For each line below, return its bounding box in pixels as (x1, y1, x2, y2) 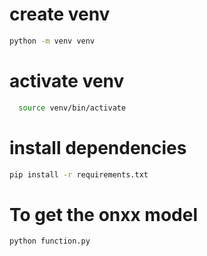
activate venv (9, 70, 125, 92)
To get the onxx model (9, 203, 198, 226)
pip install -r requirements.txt (9, 169, 149, 180)
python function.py (9, 236, 91, 247)
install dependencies (9, 136, 187, 159)
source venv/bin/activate (18, 103, 127, 113)
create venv (9, 3, 111, 26)
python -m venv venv (9, 36, 96, 46)
